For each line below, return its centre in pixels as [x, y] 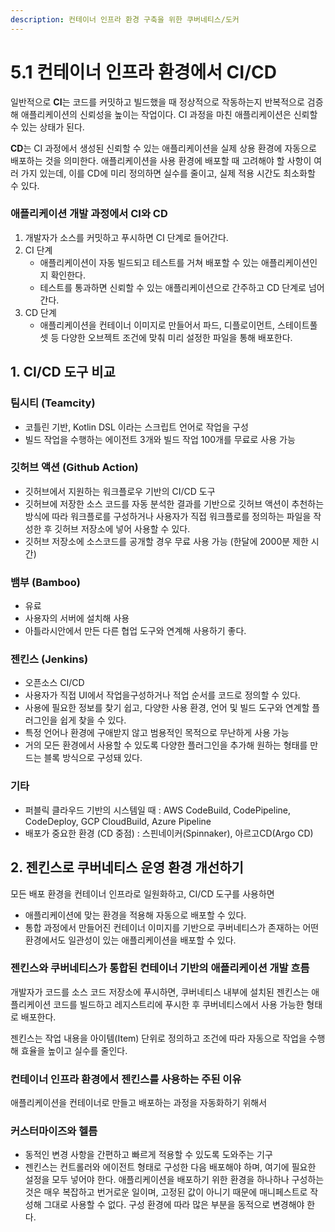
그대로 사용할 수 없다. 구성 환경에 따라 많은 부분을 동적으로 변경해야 [174, 1205]
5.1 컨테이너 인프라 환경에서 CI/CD [143, 72]
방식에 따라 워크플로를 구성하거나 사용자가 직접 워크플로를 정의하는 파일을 [168, 516]
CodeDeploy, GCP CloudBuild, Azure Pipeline [118, 821]
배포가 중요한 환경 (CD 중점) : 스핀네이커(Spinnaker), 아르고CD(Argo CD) [169, 833]
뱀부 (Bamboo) [45, 582]
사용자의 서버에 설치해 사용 [77, 618]
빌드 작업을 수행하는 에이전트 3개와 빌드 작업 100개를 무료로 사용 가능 [160, 439]
